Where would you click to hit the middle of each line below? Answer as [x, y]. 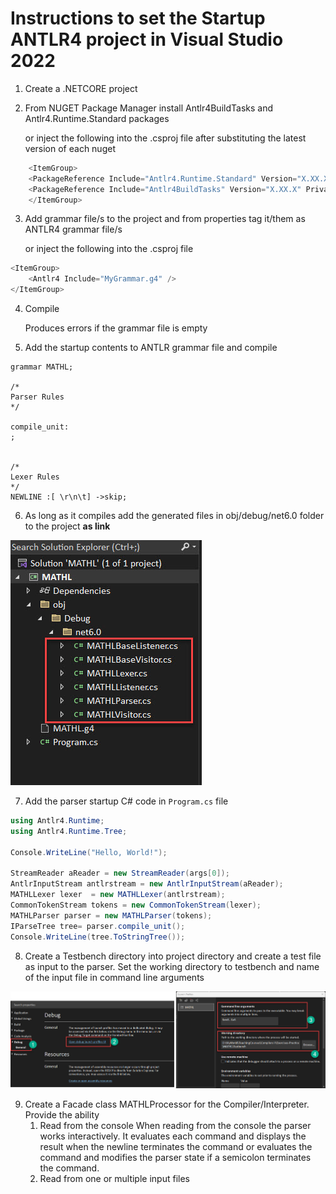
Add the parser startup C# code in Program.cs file [126, 801]
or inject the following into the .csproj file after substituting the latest [165, 138]
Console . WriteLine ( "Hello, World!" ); [89, 852]
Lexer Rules [35, 477]
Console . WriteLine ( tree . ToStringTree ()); [98, 937]
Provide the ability [62, 1115]
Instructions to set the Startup [138, 18]
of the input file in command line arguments [114, 977]
